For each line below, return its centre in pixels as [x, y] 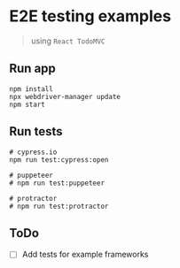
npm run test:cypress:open [59, 160]
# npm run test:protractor [59, 206]
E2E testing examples [90, 16]
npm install [31, 89]
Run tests [36, 131]
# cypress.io [33, 152]
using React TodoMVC [68, 41]
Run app [32, 69]
